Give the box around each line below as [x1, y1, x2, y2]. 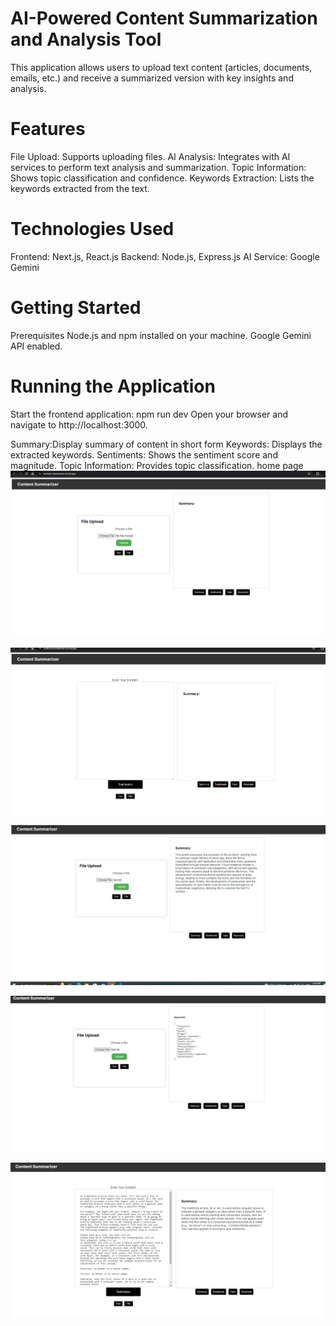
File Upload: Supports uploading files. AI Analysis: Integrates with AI [10, 150, 291, 162]
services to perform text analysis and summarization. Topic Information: [10, 161, 307, 173]
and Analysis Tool [10, 28, 162, 51]
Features [10, 118, 86, 141]
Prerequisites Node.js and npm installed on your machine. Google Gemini [10, 329, 312, 341]
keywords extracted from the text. [10, 182, 150, 194]
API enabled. [10, 340, 63, 352]
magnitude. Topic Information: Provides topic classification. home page [10, 459, 304, 471]
